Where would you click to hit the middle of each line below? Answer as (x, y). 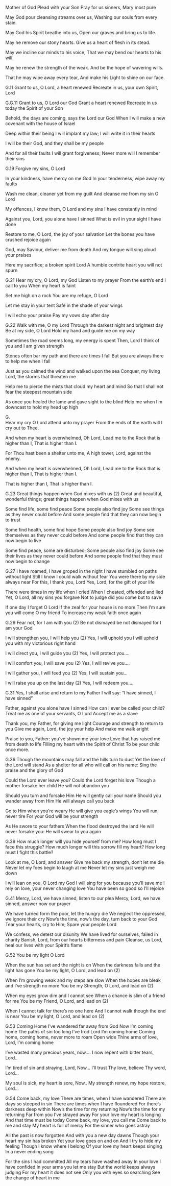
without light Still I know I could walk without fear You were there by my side (85, 577)
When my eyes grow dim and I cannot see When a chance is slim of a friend (85, 996)
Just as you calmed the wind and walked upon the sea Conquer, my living (83, 371)
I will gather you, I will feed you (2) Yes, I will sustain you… (66, 673)
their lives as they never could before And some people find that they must (84, 556)
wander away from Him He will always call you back (60, 801)
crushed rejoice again (28, 240)
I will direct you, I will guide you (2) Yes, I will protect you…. (68, 653)
